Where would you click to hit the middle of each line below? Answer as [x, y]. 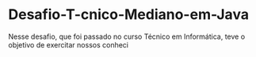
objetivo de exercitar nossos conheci [69, 44]
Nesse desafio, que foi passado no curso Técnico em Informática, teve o [127, 36]
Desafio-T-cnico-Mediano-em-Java [129, 15]
